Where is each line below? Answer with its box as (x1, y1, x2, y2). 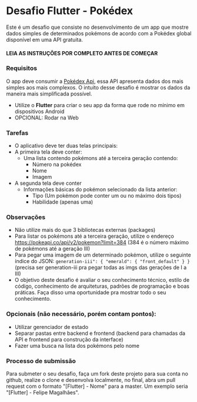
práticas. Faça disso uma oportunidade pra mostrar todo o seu (14, 289, 166, 296)
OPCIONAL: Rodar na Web (14, 114, 79, 121)
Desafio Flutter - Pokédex (6, 4, 133, 18)
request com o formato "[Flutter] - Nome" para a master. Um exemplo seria (6, 383, 188, 390)
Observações (6, 213, 46, 221)
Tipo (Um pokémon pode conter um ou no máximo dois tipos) (32, 192, 182, 200)
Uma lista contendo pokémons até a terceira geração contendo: (23, 155, 178, 162)
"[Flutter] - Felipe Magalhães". (6, 389, 79, 396)
